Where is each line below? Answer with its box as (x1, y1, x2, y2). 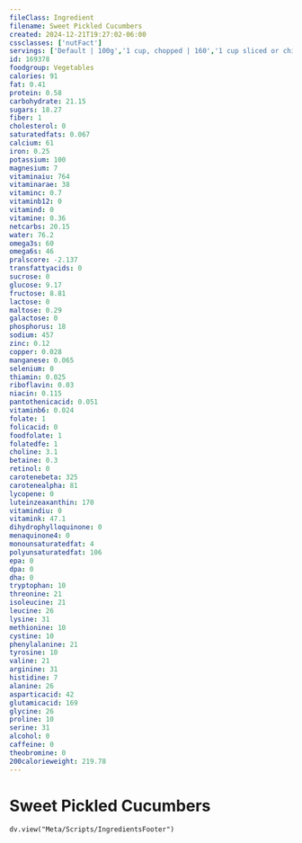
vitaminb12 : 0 (9, 197, 63, 207)
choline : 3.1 (9, 448, 58, 457)
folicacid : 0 (9, 422, 58, 431)
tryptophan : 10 (9, 581, 67, 590)
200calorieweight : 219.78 (9, 757, 106, 766)
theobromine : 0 (9, 748, 67, 758)
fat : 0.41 (9, 80, 47, 89)
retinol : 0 (9, 465, 50, 474)
